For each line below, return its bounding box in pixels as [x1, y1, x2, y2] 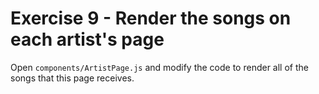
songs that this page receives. [10, 72, 135, 84]
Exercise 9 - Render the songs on [10, 7, 292, 30]
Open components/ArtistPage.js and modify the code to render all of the [10, 61, 309, 73]
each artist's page [10, 28, 165, 51]
